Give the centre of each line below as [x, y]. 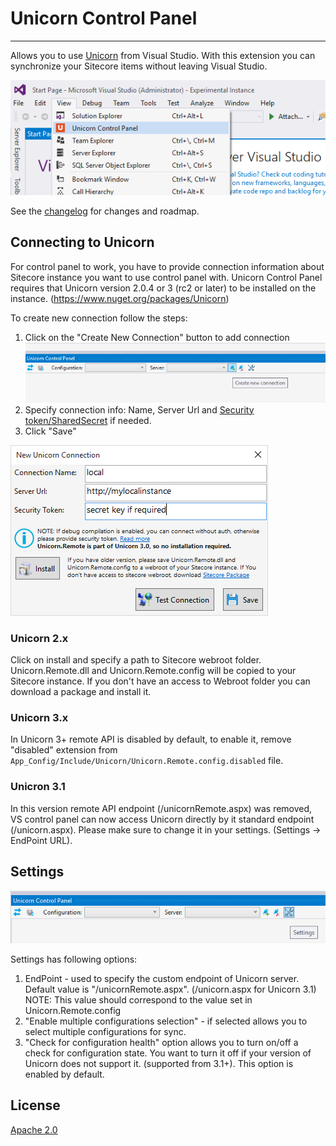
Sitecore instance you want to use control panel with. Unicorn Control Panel [166, 277]
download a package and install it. [81, 692]
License [35, 1105]
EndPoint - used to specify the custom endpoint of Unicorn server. [162, 978]
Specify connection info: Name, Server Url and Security [139, 409]
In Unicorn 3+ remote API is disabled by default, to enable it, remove [151, 739]
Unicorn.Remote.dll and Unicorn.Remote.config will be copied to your [153, 671]
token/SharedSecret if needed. [88, 420]
